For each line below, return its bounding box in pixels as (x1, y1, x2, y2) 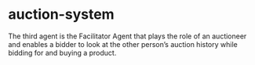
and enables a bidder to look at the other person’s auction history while (8, 39, 238, 49)
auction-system (8, 5, 115, 23)
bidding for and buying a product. (8, 48, 117, 57)
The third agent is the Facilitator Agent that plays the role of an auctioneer (8, 31, 247, 41)
